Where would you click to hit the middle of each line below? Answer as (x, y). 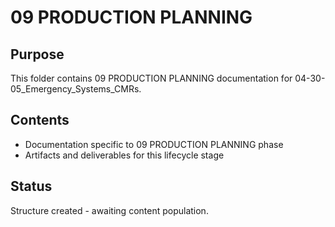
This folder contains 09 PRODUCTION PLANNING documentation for (151, 78)
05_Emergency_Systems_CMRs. (76, 89)
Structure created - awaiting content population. (109, 210)
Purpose (37, 54)
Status (31, 186)
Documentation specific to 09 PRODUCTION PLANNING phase (154, 144)
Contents (40, 120)
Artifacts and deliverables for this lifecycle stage (124, 155)
